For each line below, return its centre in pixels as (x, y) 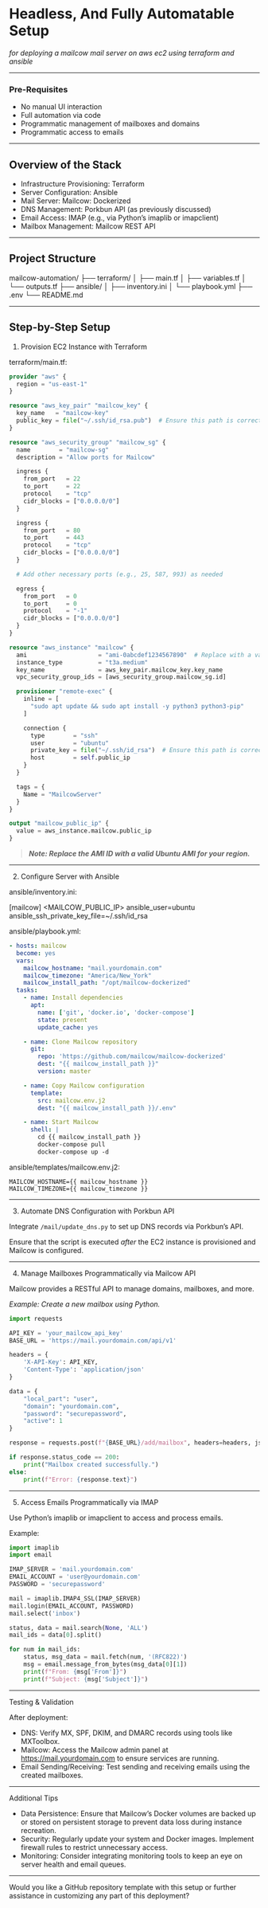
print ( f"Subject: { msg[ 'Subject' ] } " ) (86, 1679)
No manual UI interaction (61, 107)
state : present (63, 1020)
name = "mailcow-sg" (63, 450)
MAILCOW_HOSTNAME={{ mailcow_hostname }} (79, 1181)
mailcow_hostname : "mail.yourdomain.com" (93, 968)
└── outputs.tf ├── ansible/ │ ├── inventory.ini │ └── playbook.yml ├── (131, 286)
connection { (45, 728)
